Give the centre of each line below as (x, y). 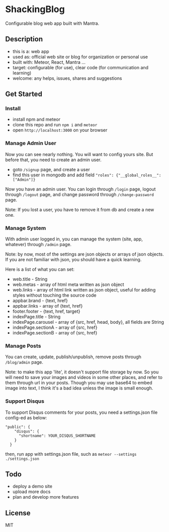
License (18, 513)
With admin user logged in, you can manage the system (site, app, (74, 239)
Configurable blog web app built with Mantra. (52, 23)
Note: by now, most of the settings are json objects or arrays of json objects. (84, 254)
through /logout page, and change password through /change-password (79, 194)
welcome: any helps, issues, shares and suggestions (67, 78)
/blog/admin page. (24, 362)
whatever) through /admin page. (38, 245)
